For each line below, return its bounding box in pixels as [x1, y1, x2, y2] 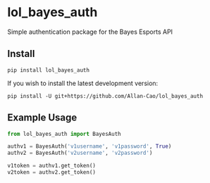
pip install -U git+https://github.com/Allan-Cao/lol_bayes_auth [7, 92, 203, 99]
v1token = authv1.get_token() [7, 163, 97, 170]
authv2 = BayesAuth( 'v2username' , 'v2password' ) [7, 149, 153, 157]
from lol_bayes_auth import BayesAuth [7, 130, 121, 137]
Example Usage [7, 112, 78, 124]
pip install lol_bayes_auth [7, 66, 90, 74]
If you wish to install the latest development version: [7, 79, 159, 87]
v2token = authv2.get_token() [7, 169, 97, 176]
